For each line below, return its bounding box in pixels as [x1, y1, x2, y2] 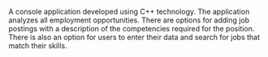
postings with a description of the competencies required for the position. [8, 24, 255, 33]
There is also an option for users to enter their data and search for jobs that [8, 32, 261, 42]
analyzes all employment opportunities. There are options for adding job [8, 15, 250, 25]
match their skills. [8, 41, 67, 51]
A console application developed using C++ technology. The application [8, 7, 250, 16]
